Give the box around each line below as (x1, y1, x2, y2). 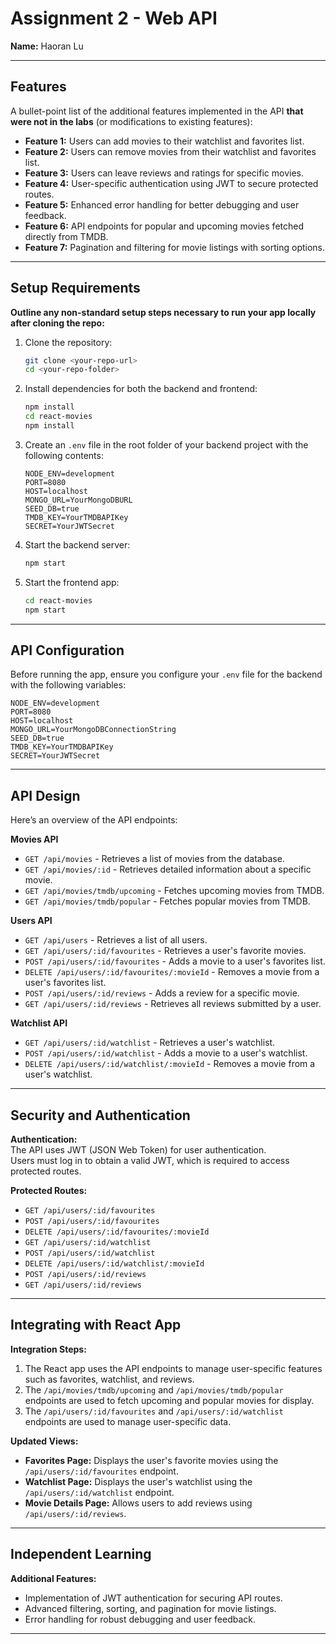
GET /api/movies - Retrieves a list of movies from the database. (24, 853, 285, 865)
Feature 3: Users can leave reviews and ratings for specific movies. (24, 167, 304, 179)
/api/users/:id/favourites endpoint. (24, 1465, 179, 1477)
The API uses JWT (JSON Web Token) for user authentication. (10, 1144, 267, 1156)
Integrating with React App (10, 1317, 182, 1334)
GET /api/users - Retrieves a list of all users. (24, 934, 208, 946)
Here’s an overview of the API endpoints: (10, 814, 178, 826)
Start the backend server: (24, 538, 131, 551)
